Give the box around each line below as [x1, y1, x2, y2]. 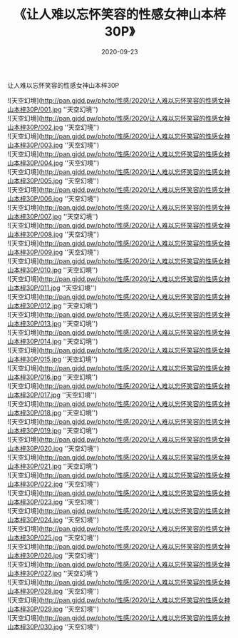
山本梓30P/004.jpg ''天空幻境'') [7, 158, 100, 167]
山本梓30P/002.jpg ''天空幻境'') [7, 123, 100, 131]
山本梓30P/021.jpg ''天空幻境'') [7, 462, 98, 470]
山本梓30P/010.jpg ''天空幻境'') [7, 265, 98, 274]
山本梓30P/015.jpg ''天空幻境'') [7, 355, 98, 363]
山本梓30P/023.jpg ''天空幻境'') [7, 497, 100, 506]
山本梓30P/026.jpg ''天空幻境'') [7, 551, 100, 559]
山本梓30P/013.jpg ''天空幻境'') [7, 319, 98, 328]
